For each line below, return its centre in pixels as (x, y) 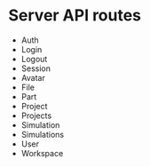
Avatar (33, 77)
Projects (36, 115)
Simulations (42, 134)
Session (36, 68)
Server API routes (75, 16)
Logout (34, 59)
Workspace (42, 153)
